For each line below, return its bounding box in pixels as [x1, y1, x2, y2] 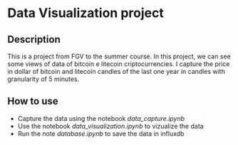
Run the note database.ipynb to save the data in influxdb [17, 129, 185, 138]
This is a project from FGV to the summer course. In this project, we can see [7, 52, 232, 60]
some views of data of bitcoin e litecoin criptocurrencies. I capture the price [7, 60, 230, 68]
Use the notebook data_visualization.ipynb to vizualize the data [17, 122, 205, 130]
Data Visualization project [7, 5, 164, 21]
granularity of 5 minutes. [7, 75, 80, 83]
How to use [7, 95, 58, 107]
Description [7, 33, 61, 45]
